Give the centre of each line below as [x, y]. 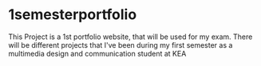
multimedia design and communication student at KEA [97, 53]
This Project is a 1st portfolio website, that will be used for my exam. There [130, 37]
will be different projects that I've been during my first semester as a [121, 45]
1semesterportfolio [73, 15]
